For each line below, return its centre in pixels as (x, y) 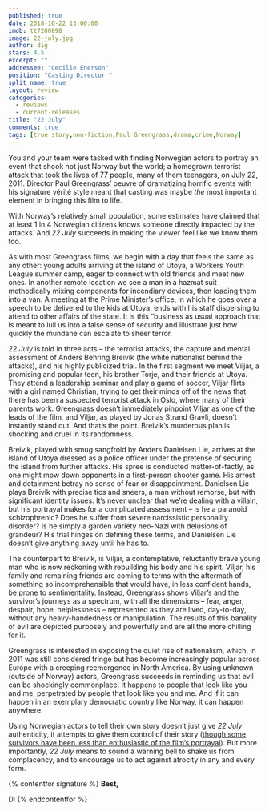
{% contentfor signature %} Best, (64, 783)
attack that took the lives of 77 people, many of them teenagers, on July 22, (133, 175)
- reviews (32, 105)
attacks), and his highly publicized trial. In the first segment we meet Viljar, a (134, 366)
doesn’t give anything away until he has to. (79, 543)
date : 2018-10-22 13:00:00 (53, 23)
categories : (28, 98)
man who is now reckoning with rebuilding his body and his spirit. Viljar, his (132, 567)
